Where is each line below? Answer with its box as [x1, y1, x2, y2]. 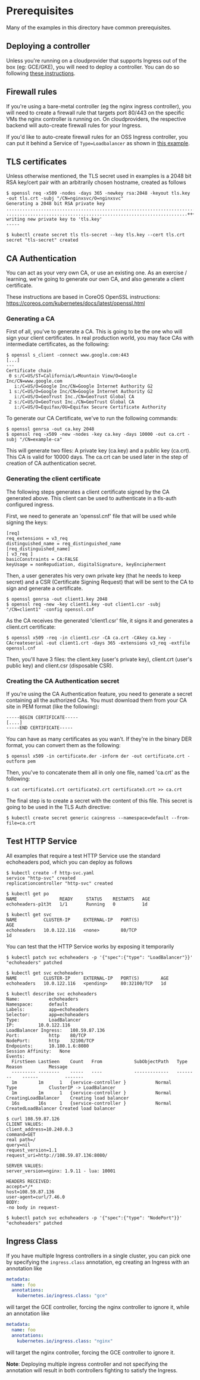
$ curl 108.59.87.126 [6, 1116, 60, 1122]
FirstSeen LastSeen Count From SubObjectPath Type [11, 1059, 187, 1064]
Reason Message [6, 1064, 68, 1070]
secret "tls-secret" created [6, 237, 79, 243]
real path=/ [6, 1137, 36, 1142]
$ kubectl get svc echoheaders [6, 970, 84, 976]
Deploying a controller [6, 41, 90, 51]
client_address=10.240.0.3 [6, 1126, 73, 1132]
